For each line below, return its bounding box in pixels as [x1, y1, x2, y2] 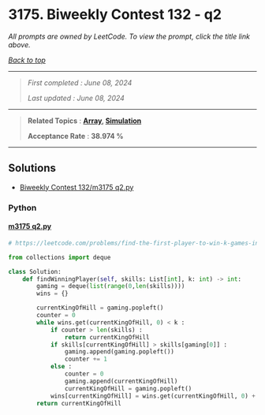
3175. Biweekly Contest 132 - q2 [8, 6, 222, 24]
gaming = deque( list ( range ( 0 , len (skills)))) [36, 282, 185, 290]
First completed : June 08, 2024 [27, 77, 132, 88]
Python [8, 202, 37, 213]
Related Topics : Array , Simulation [27, 116, 142, 125]
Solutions [8, 162, 57, 175]
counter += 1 [64, 355, 108, 364]
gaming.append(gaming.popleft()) [64, 348, 175, 356]
